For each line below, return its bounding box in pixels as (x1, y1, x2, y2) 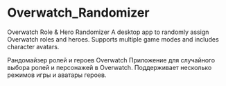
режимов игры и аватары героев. (7, 71, 107, 79)
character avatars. (7, 42, 60, 51)
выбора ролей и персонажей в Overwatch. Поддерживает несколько (7, 63, 212, 71)
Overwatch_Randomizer (7, 5, 150, 21)
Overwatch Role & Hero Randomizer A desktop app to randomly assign (7, 28, 209, 36)
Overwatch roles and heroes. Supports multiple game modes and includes (7, 35, 220, 43)
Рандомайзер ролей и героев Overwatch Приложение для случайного (7, 55, 216, 64)
